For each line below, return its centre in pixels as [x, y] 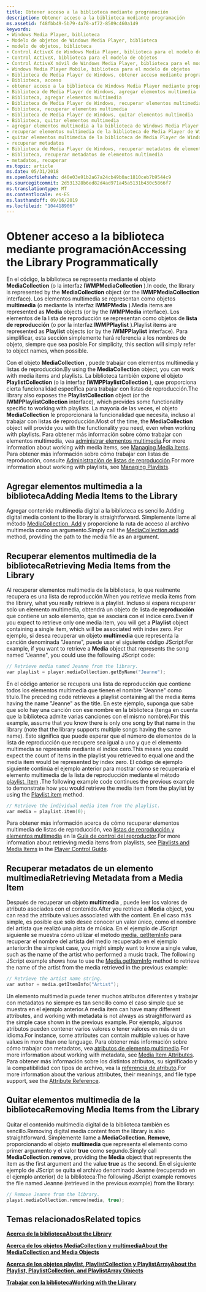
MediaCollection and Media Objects [53, 1252]
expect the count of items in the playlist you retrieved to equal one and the [100, 755]
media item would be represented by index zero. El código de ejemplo [94, 762]
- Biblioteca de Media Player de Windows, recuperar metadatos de [93, 149]
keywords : [19, 29]
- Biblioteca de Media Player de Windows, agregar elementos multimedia [101, 92]
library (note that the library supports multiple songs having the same [94, 729]
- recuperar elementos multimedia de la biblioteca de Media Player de [100, 132]
